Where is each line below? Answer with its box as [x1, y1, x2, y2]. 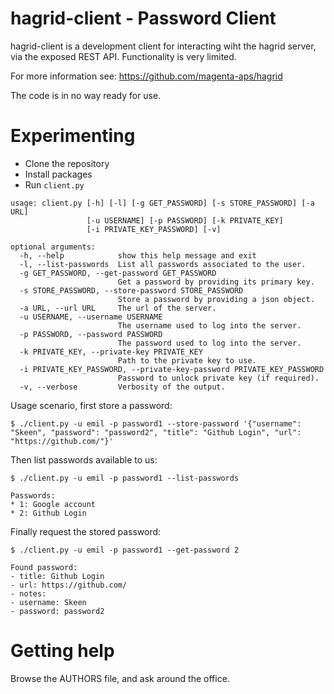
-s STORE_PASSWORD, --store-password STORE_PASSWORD [19, 285, 244, 296]
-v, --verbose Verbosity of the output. [19, 382, 226, 392]
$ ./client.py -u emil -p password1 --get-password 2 [10, 545, 240, 555]
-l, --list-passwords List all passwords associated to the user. [19, 259, 307, 269]
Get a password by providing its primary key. [117, 277, 315, 287]
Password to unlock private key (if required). [117, 373, 320, 383]
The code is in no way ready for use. [10, 89, 162, 101]
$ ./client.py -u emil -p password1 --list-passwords [10, 473, 240, 483]
